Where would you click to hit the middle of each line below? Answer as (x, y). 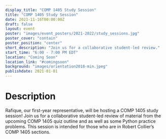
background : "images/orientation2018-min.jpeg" (57, 66)
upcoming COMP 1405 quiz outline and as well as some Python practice (80, 121)
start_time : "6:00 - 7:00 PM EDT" (42, 52)
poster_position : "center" (34, 43)
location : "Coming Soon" (31, 57)
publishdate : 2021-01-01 (31, 72)
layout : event (20, 29)
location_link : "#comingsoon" (37, 62)
